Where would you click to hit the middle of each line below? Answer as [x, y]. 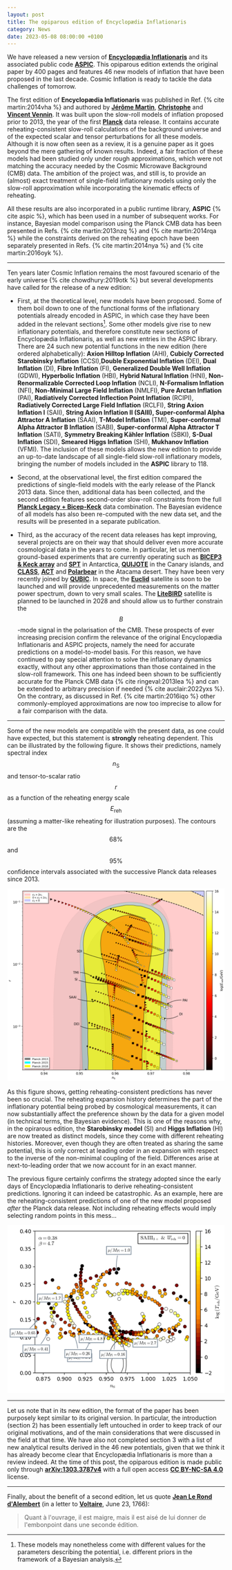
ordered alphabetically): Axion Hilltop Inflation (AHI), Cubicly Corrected [120, 354]
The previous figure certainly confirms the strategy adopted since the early [114, 1179]
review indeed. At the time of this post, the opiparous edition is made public [115, 1462]
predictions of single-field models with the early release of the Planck [116, 484]
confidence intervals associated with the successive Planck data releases [112, 871]
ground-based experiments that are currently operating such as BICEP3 [119, 556]
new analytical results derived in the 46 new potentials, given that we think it [116, 1447]
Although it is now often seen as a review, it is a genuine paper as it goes [110, 144]
